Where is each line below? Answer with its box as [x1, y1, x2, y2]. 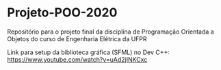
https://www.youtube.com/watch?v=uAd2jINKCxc [7, 55, 148, 63]
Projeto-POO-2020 [7, 5, 118, 21]
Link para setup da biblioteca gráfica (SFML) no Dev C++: [7, 48, 170, 56]
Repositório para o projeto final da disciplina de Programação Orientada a [7, 27, 214, 36]
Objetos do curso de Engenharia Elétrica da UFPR [7, 34, 147, 43]
